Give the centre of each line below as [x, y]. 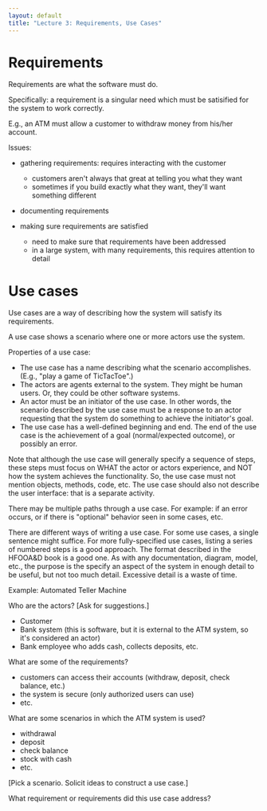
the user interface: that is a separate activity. [82, 493]
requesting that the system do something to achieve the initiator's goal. [136, 418]
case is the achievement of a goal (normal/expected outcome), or [127, 436]
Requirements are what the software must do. [83, 84]
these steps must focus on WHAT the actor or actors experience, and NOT [130, 468]
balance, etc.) [42, 686]
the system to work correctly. [57, 108]
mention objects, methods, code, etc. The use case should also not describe [134, 485]
